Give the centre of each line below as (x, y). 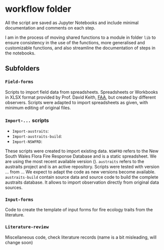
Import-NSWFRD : (27, 141)
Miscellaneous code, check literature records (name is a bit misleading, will (81, 237)
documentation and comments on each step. (50, 28)
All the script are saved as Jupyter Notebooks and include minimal (72, 23)
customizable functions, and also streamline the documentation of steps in (80, 48)
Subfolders (23, 69)
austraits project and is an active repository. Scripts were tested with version (82, 167)
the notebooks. (20, 53)
